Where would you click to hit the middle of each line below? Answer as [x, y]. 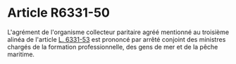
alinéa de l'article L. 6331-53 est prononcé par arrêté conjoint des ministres [117, 39]
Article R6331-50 [59, 13]
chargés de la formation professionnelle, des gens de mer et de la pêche [113, 47]
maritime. [21, 54]
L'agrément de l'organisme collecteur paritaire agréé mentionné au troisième [118, 32]
